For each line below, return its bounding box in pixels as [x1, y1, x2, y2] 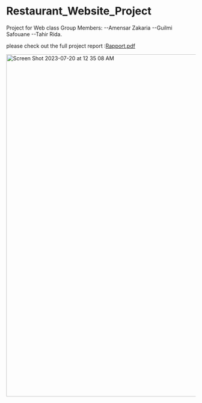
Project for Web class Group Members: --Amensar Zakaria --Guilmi [6, 24, 173, 31]
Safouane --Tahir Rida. [6, 30, 62, 37]
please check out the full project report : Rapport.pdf [6, 42, 136, 49]
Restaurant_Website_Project [6, 4, 151, 18]
